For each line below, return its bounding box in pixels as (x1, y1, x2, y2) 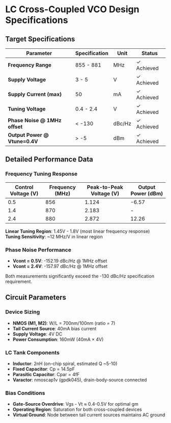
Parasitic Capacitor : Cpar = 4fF (12, 371, 80, 377)
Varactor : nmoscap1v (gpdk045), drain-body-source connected (12, 377, 147, 383)
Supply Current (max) (8, 91, 62, 98)
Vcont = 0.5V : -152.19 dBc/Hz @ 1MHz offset (12, 258, 107, 264)
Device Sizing (5, 308, 40, 316)
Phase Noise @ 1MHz (8, 117, 62, 124)
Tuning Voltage (8, 105, 46, 112)
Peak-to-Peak (87, 183, 123, 190)
